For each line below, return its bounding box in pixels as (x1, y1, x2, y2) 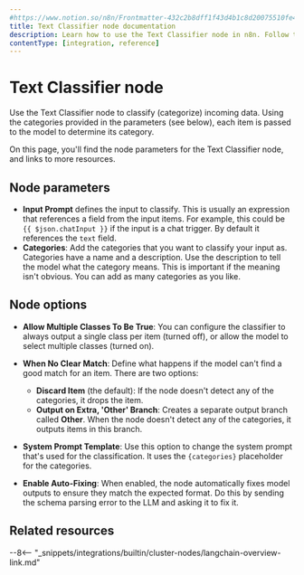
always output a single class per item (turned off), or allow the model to (22, 331, 289, 342)
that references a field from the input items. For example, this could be (22, 213, 285, 224)
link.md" (9, 557, 41, 568)
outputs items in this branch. (35, 423, 143, 434)
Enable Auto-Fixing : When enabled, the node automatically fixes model (22, 477, 290, 488)
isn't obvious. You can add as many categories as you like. (22, 271, 242, 281)
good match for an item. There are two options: (22, 367, 199, 378)
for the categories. (22, 460, 92, 471)
